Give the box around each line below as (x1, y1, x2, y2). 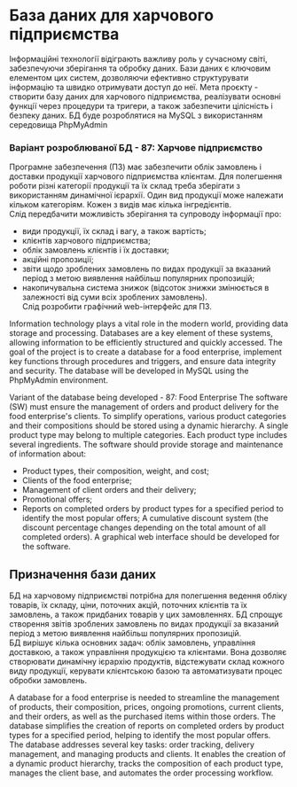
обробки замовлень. (9, 675, 87, 686)
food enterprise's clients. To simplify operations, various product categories (9, 411, 286, 422)
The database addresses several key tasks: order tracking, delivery (9, 739, 255, 750)
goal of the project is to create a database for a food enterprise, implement (9, 347, 282, 357)
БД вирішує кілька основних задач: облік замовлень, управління (9, 637, 256, 648)
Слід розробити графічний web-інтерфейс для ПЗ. (21, 301, 213, 312)
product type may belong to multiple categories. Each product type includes (9, 430, 288, 440)
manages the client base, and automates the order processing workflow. (9, 768, 274, 778)
